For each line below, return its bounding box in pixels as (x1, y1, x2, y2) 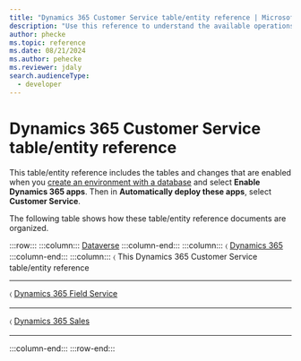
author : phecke (9, 30, 66, 39)
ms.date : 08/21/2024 (9, 47, 87, 56)
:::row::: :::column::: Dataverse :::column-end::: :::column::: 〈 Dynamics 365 (9, 239, 284, 251)
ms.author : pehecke (9, 55, 82, 64)
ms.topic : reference (9, 38, 87, 47)
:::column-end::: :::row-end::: (9, 342, 116, 354)
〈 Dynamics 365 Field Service (9, 288, 118, 298)
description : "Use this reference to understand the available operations (9, 21, 295, 30)
